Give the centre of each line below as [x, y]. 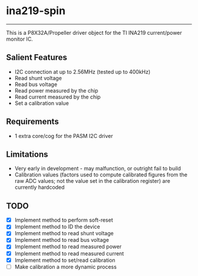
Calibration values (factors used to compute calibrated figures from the [101, 175]
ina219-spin [36, 11]
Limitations [27, 154]
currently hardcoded [39, 188]
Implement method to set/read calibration [65, 260]
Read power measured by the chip [56, 90]
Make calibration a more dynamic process [65, 267]
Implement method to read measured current [69, 253]
